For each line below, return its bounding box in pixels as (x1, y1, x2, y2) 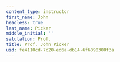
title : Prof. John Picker (6, 42, 69, 48)
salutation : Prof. (6, 36, 51, 42)
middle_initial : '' (6, 31, 54, 37)
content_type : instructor (6, 8, 69, 15)
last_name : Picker (6, 25, 51, 31)
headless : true (6, 19, 44, 25)
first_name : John (6, 14, 49, 20)
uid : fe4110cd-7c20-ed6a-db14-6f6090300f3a (6, 47, 115, 53)
